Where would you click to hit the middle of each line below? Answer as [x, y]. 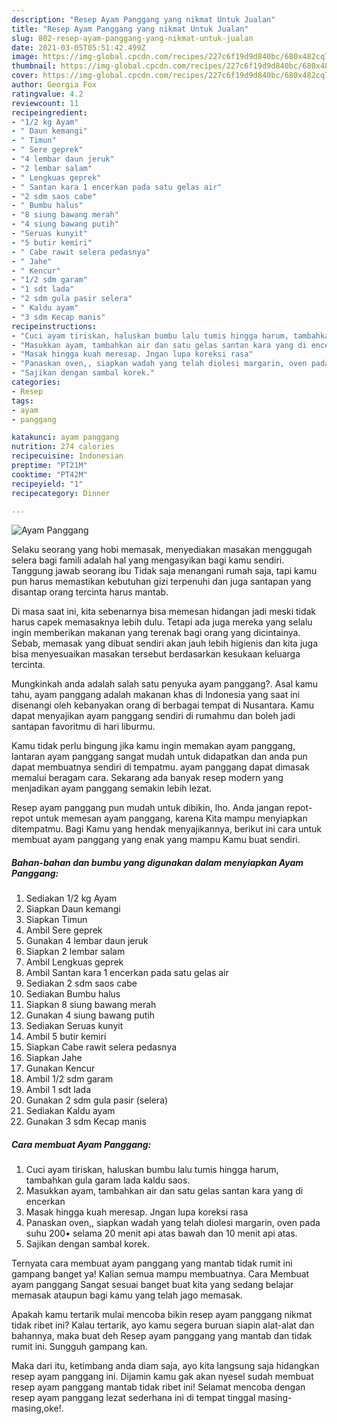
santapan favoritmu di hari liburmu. [83, 727]
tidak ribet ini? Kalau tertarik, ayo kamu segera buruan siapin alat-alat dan [163, 1325]
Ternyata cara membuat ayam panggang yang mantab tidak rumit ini [152, 1263]
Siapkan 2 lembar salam [75, 952]
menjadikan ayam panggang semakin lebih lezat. [112, 788]
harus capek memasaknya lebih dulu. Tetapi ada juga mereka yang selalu [162, 622]
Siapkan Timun [56, 920]
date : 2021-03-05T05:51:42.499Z [78, 47]
